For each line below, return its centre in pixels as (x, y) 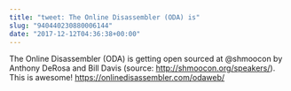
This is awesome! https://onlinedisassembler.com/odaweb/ (117, 78)
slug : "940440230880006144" (61, 26)
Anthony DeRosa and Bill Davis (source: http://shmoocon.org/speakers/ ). (142, 68)
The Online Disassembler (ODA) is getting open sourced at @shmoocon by (146, 59)
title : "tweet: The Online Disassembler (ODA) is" (105, 17)
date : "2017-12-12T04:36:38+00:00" (75, 34)
